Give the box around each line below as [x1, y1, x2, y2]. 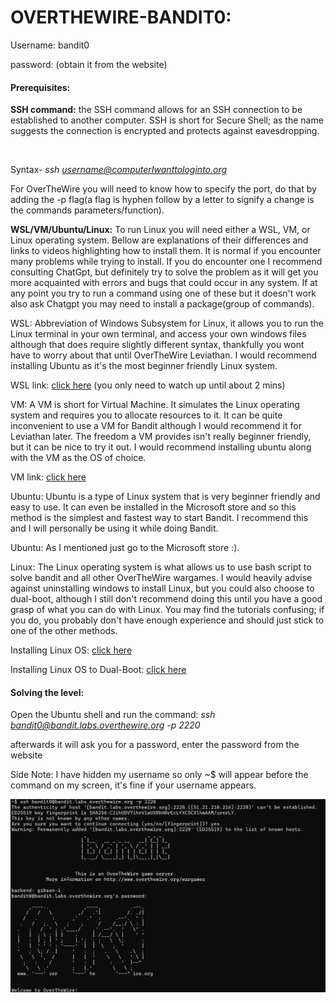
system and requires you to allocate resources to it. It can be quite [10, 409, 283, 421]
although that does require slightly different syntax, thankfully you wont [10, 339, 305, 351]
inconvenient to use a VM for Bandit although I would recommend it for [10, 420, 302, 432]
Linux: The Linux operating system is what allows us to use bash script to [10, 561, 312, 573]
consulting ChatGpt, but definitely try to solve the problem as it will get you [10, 266, 319, 278]
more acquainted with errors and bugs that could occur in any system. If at [10, 277, 318, 289]
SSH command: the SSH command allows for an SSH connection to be [10, 104, 303, 116]
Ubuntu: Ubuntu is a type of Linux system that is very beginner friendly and [10, 491, 321, 503]
